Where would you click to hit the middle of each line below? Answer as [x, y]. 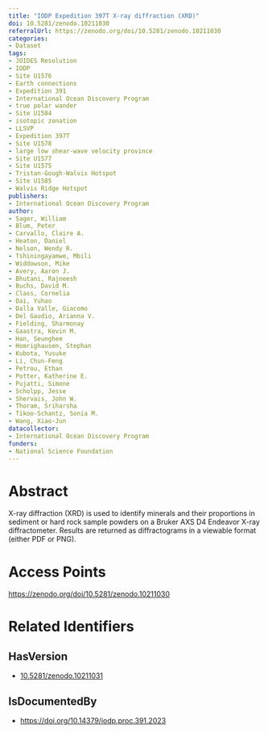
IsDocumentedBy [53, 701]
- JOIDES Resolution [43, 61]
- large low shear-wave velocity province [80, 151]
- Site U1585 [30, 181]
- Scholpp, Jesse [37, 391]
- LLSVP [21, 128]
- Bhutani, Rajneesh [43, 279]
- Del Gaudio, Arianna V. [52, 316]
